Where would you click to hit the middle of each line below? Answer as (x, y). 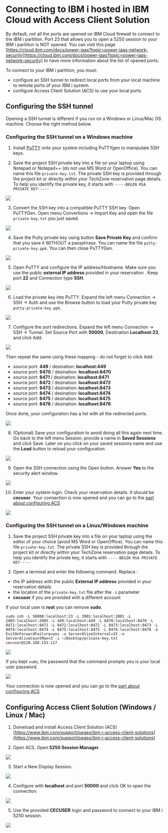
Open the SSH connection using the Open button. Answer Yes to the (83, 468)
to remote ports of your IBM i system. (51, 85)
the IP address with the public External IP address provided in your (82, 581)
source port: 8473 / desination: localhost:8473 (62, 388)
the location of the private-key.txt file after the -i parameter (76, 592)
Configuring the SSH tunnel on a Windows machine (69, 137)
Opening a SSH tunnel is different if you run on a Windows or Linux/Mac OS (83, 118)
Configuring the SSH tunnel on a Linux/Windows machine (77, 525)
